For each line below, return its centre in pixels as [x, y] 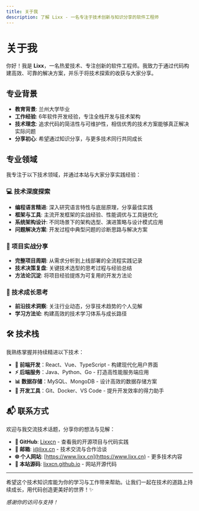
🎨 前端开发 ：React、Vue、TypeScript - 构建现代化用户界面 [86, 365]
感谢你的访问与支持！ [32, 502]
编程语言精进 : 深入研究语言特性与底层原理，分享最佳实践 [84, 207]
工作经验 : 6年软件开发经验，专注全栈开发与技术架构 [78, 117]
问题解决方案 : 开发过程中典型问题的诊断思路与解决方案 [81, 229]
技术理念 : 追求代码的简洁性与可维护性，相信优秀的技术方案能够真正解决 [102, 124]
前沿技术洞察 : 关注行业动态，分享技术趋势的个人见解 [78, 306]
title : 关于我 [22, 12]
